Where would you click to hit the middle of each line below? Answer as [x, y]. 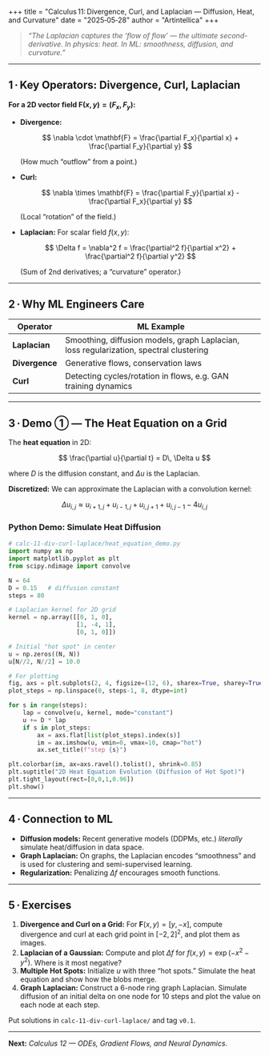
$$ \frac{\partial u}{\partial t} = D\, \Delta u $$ [134, 458]
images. [33, 943]
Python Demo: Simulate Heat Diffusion [85, 527]
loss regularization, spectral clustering [137, 350]
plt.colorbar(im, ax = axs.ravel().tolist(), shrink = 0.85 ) [105, 765]
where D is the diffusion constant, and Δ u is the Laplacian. [104, 474]
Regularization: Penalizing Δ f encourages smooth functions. [120, 873]
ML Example [161, 327]
